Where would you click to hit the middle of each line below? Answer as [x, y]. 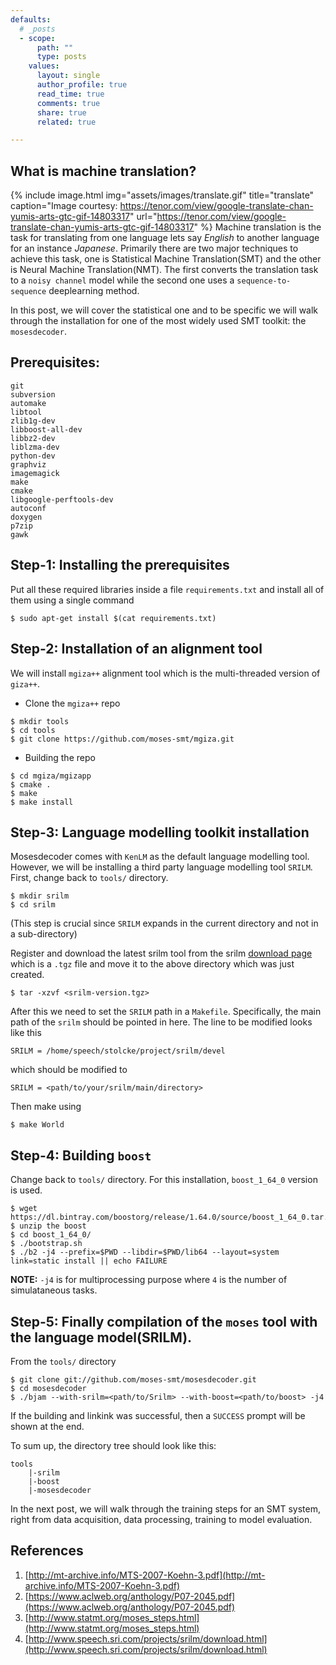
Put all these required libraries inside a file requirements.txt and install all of [167, 589]
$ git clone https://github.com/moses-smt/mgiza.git [122, 739]
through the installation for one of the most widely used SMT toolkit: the [158, 321]
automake [28, 403]
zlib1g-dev [33, 421]
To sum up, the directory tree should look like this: [113, 1445]
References [47, 1551]
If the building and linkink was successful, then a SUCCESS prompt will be [158, 1415]
